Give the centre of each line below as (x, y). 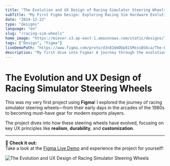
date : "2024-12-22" (26, 19)
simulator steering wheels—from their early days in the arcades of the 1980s (85, 108)
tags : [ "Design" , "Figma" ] (34, 43)
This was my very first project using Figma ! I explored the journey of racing (84, 103)
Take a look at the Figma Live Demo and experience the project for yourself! (84, 148)
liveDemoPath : (20, 48)
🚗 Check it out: (21, 143)
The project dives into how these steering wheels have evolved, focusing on (84, 123)
